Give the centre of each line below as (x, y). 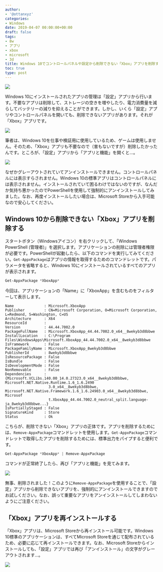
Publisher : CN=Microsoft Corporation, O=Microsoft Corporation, (81, 310)
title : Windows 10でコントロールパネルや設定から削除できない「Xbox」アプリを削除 (80, 64)
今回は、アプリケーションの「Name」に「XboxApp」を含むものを (71, 291)
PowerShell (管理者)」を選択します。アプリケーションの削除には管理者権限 (80, 247)
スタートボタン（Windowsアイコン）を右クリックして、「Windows (71, 241)
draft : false (18, 32)
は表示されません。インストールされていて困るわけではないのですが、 (75, 184)
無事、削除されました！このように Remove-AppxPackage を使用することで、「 (79, 483)
